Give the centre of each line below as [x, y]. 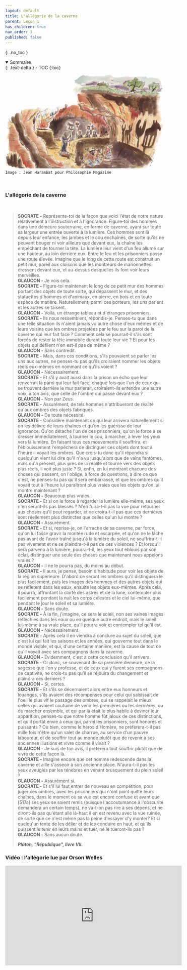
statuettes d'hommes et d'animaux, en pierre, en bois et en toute [85, 297]
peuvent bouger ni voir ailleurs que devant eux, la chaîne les [80, 242]
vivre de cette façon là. [41, 754]
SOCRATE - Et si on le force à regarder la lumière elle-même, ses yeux [91, 501]
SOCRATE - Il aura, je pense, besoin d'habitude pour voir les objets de [90, 571]
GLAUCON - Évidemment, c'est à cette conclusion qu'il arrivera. [84, 657]
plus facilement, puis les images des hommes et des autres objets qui [90, 582]
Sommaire [20, 62]
